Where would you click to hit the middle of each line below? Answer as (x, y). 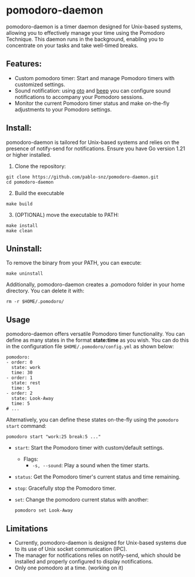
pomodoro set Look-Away (44, 510)
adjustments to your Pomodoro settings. (63, 109)
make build (19, 204)
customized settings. (40, 84)
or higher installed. (29, 154)
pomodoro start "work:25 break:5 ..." (53, 437)
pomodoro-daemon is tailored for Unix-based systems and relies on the (93, 142)
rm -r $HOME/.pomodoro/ (35, 302)
